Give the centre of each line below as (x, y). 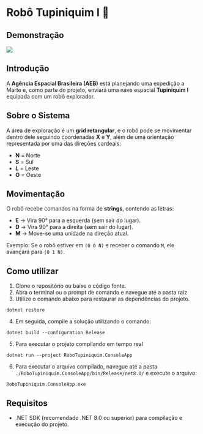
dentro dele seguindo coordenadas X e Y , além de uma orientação (90, 137)
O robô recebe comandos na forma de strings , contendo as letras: (90, 209)
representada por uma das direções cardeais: (64, 143)
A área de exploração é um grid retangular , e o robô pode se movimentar (99, 130)
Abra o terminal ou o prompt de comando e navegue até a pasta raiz (101, 293)
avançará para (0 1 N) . (36, 252)
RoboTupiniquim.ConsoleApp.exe (46, 384)
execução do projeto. (42, 424)
